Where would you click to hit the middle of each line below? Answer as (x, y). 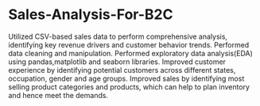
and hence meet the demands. (58, 95)
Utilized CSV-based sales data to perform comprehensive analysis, (118, 36)
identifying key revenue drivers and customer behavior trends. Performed (129, 44)
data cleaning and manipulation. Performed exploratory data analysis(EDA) (130, 53)
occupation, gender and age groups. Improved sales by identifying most (126, 78)
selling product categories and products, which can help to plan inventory (129, 87)
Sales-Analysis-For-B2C (91, 15)
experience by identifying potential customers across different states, (122, 70)
